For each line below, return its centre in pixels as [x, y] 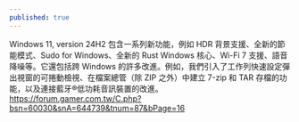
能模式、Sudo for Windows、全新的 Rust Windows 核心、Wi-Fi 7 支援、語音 [149, 55]
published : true [39, 17]
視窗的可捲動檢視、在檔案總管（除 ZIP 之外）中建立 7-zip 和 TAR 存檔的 [148, 77]
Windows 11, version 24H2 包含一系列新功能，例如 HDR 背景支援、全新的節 [147, 44]
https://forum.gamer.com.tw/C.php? [75, 98]
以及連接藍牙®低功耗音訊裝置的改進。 [94, 88]
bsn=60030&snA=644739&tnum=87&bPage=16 [97, 108]
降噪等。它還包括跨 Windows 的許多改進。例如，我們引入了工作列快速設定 [146, 66]
